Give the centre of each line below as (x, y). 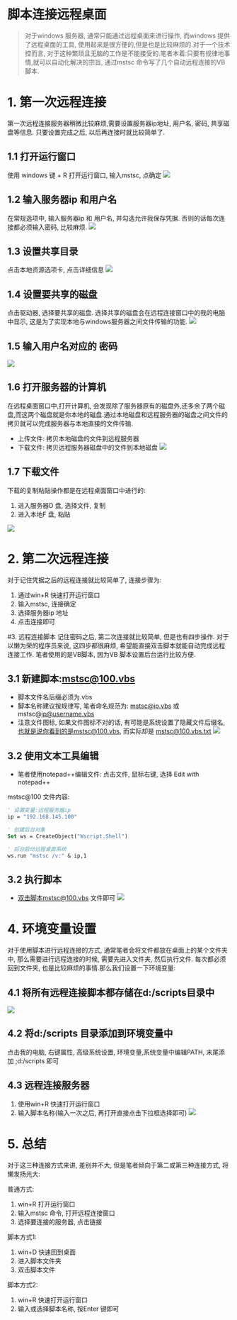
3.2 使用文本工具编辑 (53, 756)
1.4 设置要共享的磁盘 (52, 294)
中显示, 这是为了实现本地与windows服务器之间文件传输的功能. (97, 322)
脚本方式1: (22, 1237)
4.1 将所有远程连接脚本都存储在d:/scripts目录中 (111, 993)
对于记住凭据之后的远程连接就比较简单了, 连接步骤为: (85, 579)
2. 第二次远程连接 (58, 559)
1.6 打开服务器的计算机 (57, 387)
